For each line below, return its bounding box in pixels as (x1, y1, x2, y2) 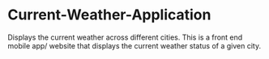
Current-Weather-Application (7, 6, 211, 24)
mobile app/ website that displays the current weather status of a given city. (7, 40, 261, 50)
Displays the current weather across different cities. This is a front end (7, 32, 243, 42)
